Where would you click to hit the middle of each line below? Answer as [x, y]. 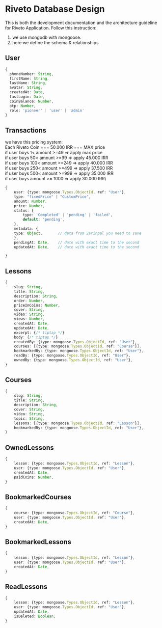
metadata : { [26, 229]
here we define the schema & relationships [55, 42]
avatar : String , [26, 88]
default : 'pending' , [44, 219]
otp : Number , [23, 106]
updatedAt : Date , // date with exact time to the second [77, 247]
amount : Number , [31, 201]
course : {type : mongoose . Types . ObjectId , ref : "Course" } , [74, 513]
